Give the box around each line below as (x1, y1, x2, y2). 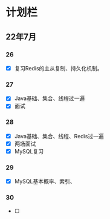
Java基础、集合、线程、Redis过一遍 (14, 132, 104, 140)
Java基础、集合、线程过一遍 (14, 95, 85, 102)
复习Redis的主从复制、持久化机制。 (14, 64, 103, 72)
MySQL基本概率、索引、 (14, 178, 76, 185)
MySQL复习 (14, 147, 44, 155)
